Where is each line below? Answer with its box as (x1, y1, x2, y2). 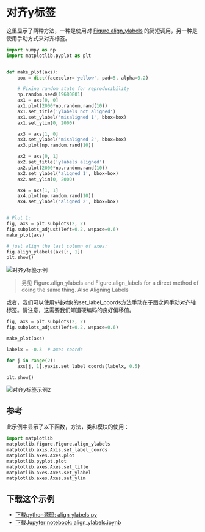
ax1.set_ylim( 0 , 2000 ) (17, 120, 75, 126)
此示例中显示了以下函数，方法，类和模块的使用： (6, 423, 129, 430)
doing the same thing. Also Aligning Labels (21, 286, 129, 294)
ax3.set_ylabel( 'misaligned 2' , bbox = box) (17, 137, 127, 143)
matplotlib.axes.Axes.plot (6, 452, 75, 459)
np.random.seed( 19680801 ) (17, 91, 84, 98)
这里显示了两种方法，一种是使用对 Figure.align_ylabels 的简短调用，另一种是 (6, 27, 198, 34)
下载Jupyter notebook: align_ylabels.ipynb (15, 519, 121, 526)
